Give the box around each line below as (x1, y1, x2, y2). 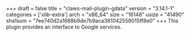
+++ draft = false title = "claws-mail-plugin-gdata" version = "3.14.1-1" (6, 5, 175, 12)
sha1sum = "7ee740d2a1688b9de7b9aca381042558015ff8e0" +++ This (6, 17, 179, 24)
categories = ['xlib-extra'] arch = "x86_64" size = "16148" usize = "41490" (6, 11, 185, 18)
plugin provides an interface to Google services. (6, 23, 122, 30)
